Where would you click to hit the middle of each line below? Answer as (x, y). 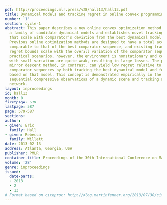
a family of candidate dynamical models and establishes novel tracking (86, 33)
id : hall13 (16, 93)
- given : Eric (20, 125)
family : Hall (23, 130)
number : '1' (17, 19)
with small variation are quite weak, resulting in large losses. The (84, 61)
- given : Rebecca (23, 135)
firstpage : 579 (21, 102)
